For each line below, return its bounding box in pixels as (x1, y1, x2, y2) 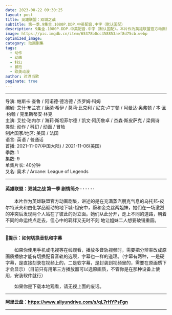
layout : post (5, 12, 33, 17)
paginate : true (5, 79, 38, 84)
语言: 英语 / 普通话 (5, 136, 44, 142)
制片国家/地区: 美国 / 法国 (5, 130, 59, 136)
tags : (5, 45, 17, 51)
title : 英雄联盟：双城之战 (5, 17, 56, 22)
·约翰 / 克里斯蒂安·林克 (5, 111, 53, 117)
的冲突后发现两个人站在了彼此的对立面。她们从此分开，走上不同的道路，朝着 (5, 210, 167, 217)
